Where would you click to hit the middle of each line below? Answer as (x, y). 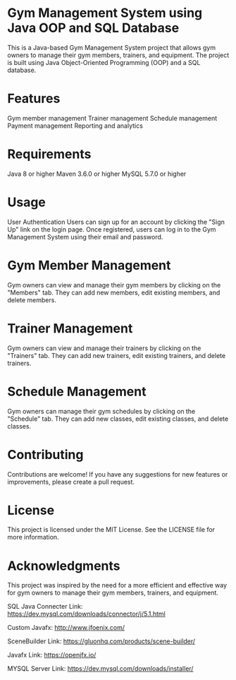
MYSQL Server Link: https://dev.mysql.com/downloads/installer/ (100, 669)
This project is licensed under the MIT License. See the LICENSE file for (111, 530)
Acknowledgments (64, 566)
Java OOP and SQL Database (93, 28)
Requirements (49, 154)
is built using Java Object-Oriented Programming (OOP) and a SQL (104, 62)
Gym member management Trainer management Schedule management (112, 118)
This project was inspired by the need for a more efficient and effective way (117, 585)
